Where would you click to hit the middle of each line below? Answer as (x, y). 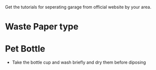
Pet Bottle (25, 49)
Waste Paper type (42, 27)
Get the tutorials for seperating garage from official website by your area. (78, 7)
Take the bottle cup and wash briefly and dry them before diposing (79, 62)
